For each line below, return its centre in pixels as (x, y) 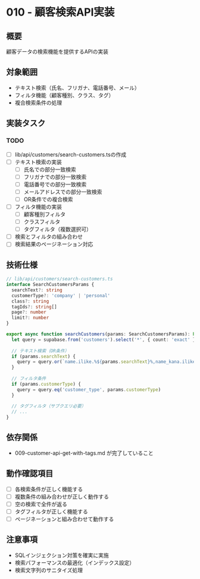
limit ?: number (30, 318)
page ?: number (29, 312)
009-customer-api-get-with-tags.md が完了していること (84, 453)
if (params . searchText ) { (44, 356)
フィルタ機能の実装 (38, 207)
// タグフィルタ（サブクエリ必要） (49, 406)
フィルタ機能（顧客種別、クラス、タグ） (64, 95)
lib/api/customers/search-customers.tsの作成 (71, 154)
